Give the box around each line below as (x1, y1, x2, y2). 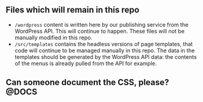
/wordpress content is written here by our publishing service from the (14, 21, 189, 28)
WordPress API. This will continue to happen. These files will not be (14, 27, 185, 35)
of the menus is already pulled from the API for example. (14, 59, 157, 67)
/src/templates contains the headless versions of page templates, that (14, 40, 193, 47)
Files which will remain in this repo (6, 5, 140, 15)
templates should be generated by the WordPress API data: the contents (14, 53, 197, 60)
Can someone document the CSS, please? (6, 77, 169, 87)
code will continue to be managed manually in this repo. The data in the (14, 47, 195, 54)
